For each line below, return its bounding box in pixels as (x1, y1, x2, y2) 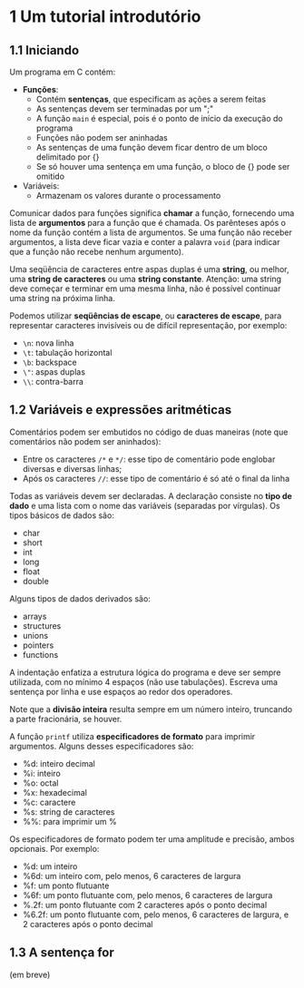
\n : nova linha (22, 337, 74, 348)
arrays (22, 611, 47, 621)
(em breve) (9, 969, 51, 980)
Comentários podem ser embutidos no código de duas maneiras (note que (9, 426, 289, 437)
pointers (22, 640, 54, 651)
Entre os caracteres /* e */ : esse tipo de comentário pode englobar (22, 454, 276, 465)
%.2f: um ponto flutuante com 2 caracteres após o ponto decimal (22, 899, 268, 910)
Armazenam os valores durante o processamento (35, 191, 221, 201)
